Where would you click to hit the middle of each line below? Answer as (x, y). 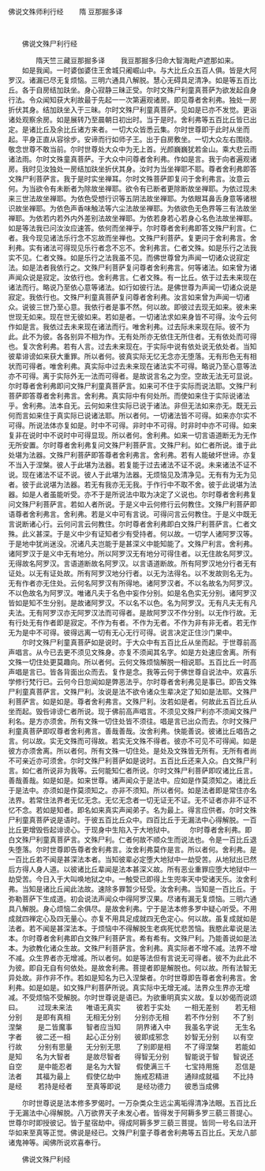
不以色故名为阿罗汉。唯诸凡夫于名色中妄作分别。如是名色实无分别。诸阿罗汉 (132, 593)
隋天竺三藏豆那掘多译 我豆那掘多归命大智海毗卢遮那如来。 (136, 60)
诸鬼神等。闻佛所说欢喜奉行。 (56, 1142)
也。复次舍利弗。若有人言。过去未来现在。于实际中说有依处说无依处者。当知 (132, 346)
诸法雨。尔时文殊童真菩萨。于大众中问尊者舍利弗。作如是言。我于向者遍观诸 (132, 159)
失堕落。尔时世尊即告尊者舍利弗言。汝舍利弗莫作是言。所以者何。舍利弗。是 (132, 849)
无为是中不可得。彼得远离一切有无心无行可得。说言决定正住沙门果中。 (122, 632)
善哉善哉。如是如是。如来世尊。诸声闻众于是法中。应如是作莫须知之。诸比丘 (132, 780)
